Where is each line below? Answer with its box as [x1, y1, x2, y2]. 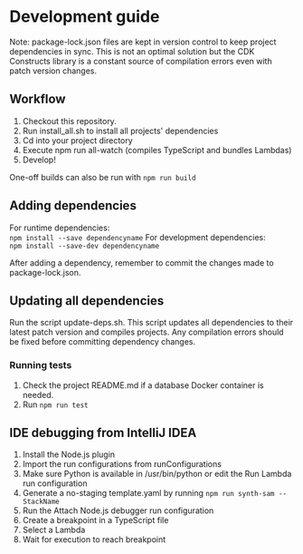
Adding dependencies [9, 198, 137, 214]
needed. [22, 389, 54, 400]
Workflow [9, 92, 66, 107]
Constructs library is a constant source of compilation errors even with [9, 55, 273, 66]
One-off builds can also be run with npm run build [9, 171, 196, 182]
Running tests [9, 359, 72, 372]
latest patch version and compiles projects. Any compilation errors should [9, 326, 284, 337]
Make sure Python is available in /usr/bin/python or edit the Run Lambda [22, 469, 292, 480]
